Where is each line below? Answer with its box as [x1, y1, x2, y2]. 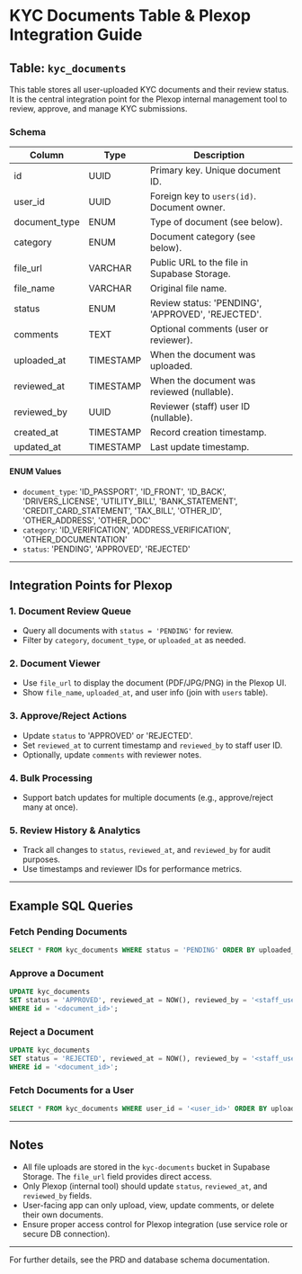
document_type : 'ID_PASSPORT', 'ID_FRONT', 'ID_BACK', [22, 486, 226, 497]
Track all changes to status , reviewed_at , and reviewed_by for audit [22, 845, 271, 856]
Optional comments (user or [149, 323, 269, 336]
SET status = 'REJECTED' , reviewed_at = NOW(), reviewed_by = [9, 1054, 247, 1063]
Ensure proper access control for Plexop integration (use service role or [22, 1218, 289, 1229]
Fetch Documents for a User [9, 1083, 135, 1096]
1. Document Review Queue [9, 605, 132, 617]
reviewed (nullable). [149, 386, 234, 399]
